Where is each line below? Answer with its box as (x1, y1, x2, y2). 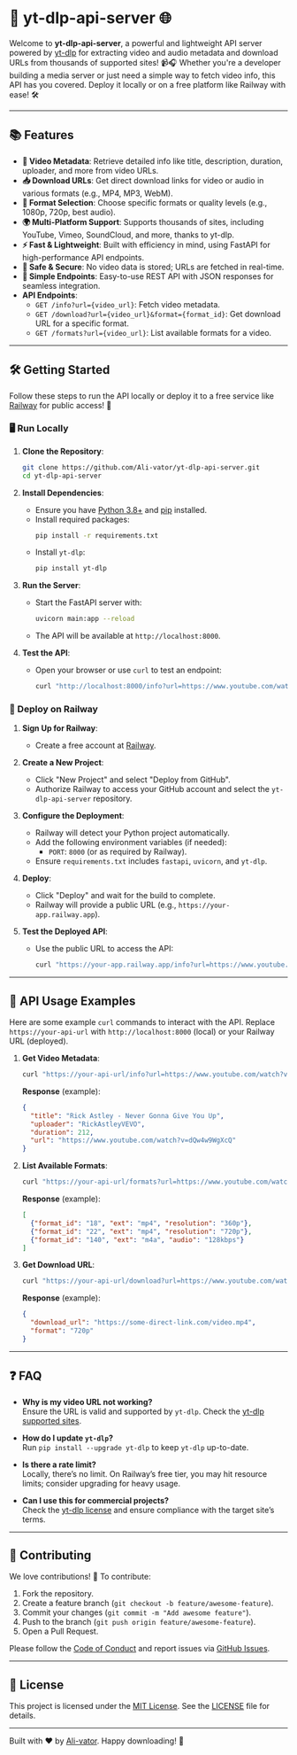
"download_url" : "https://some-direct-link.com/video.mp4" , (30, 1318, 256, 1327)
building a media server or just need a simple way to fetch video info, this (9, 70, 276, 81)
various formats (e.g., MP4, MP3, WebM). (21, 188, 174, 198)
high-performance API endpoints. (21, 252, 144, 262)
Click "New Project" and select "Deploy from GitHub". (34, 774, 232, 785)
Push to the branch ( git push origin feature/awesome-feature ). (21, 1617, 256, 1627)
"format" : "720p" (30, 1326, 95, 1336)
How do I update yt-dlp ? (21, 1433, 113, 1443)
